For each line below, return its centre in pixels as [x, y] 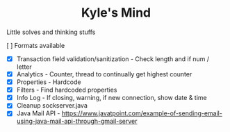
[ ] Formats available [36, 45]
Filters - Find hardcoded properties [67, 90]
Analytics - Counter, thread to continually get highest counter [104, 74]
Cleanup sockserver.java [52, 106]
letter [24, 67]
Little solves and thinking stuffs [51, 32]
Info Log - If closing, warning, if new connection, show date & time [112, 98]
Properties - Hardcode [49, 82]
